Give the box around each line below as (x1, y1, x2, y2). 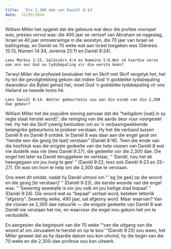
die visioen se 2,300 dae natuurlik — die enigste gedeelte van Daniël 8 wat (5, 201, 162, 207)
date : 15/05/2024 (5, 12, 44, 17)
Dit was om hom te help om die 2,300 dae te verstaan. (14, 164, 128, 170)
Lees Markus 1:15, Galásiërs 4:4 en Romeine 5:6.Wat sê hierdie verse (5, 57, 158, 63)
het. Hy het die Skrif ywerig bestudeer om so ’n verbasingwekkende (5, 121, 148, 127)
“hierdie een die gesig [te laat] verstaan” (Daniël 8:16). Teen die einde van (5, 137, 160, 143)
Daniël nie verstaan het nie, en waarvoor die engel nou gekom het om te (5, 206, 156, 212)
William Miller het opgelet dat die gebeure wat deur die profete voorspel (5, 26, 156, 32)
